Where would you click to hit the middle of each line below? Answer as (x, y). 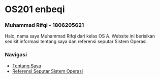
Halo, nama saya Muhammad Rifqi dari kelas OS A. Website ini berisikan (80, 36)
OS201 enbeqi (35, 9)
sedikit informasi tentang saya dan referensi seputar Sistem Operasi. (76, 42)
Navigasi (16, 55)
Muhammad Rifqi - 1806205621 (44, 25)
